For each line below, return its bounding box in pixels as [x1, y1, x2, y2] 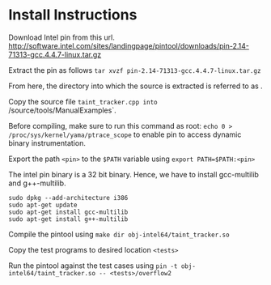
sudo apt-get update [8, 201, 78, 209]
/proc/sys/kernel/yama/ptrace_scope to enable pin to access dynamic [8, 130, 242, 139]
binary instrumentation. [8, 138, 87, 147]
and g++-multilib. [8, 178, 66, 188]
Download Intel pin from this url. [8, 32, 115, 42]
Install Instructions [8, 6, 138, 24]
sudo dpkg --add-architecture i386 [8, 194, 129, 202]
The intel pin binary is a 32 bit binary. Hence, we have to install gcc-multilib [8, 169, 259, 179]
